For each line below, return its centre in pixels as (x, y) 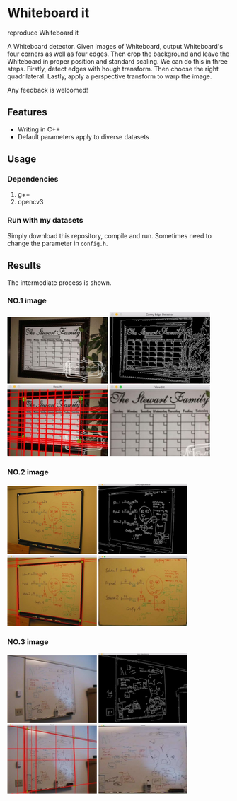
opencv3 (30, 202)
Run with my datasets (45, 221)
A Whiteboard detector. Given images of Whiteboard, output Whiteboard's (115, 46)
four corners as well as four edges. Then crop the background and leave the (118, 54)
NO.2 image (28, 472)
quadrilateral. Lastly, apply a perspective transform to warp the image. (110, 76)
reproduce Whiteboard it (43, 33)
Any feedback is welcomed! (48, 90)
